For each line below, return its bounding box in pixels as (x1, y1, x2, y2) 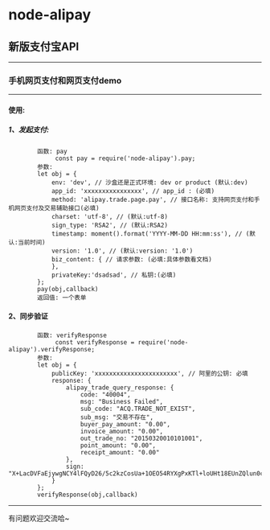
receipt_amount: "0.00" (80, 449, 160, 457)
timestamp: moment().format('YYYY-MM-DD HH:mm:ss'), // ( (51, 229, 250, 238)
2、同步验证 (8, 311, 48, 321)
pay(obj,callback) (37, 285, 99, 293)
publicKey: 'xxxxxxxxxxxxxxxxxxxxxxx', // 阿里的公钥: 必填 (51, 370, 248, 378)
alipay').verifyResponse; (8, 346, 95, 354)
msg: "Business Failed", (80, 398, 163, 406)
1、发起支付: (8, 125, 50, 134)
